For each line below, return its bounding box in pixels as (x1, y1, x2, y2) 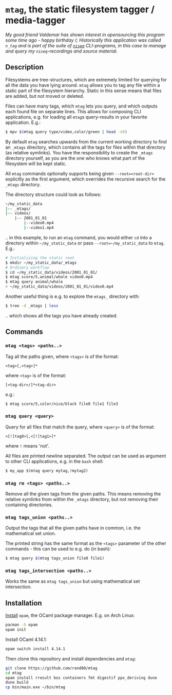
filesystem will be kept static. (5, 161, 67, 167)
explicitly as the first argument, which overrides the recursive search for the (5, 176, 166, 182)
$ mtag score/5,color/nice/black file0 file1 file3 (5, 401, 118, 406)
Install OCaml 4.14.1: (5, 636, 47, 643)
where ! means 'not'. (5, 442, 50, 449)
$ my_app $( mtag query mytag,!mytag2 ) (5, 468, 88, 473)
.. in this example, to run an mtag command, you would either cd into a (5, 234, 152, 240)
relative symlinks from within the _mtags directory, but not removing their (5, 496, 159, 502)
